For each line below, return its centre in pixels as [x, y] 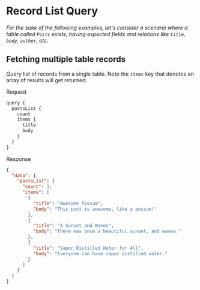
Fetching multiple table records [66, 59]
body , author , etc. [28, 40]
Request [17, 92]
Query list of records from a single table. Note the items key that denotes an [100, 74]
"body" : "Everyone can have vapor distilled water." [100, 253]
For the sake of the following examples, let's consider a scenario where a [97, 28]
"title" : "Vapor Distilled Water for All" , [88, 248]
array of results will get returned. [47, 80]
